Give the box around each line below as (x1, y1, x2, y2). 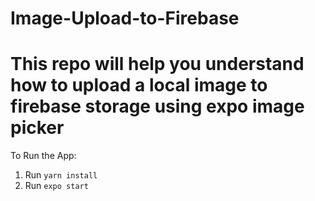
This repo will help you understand (10, 53, 305, 76)
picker (10, 117, 65, 139)
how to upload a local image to (10, 74, 268, 97)
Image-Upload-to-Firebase (10, 7, 240, 30)
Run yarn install (24, 169, 98, 181)
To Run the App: (10, 150, 77, 162)
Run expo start (24, 180, 89, 192)
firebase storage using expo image (10, 95, 305, 118)
